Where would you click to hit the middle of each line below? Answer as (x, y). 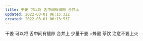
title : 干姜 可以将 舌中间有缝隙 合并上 (42, 10)
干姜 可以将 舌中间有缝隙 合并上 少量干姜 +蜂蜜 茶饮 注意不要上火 (72, 34)
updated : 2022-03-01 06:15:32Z (37, 14)
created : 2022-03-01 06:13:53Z (37, 19)
